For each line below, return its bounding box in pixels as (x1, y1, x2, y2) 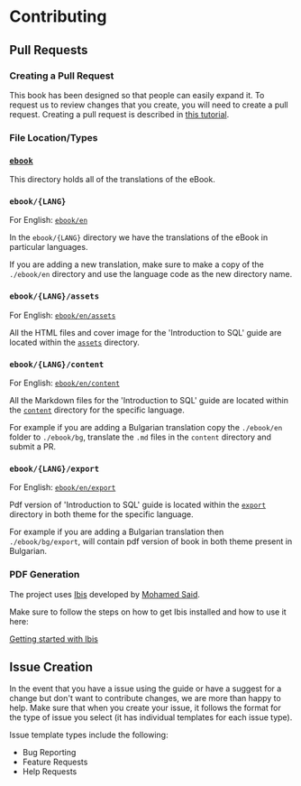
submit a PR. (9, 440, 57, 452)
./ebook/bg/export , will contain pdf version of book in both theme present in (9, 536, 293, 547)
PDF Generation (9, 569, 80, 581)
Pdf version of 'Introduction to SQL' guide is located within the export (9, 499, 267, 511)
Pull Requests (9, 42, 88, 58)
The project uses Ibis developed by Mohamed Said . (9, 588, 201, 599)
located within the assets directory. (9, 337, 140, 347)
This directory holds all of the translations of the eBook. (9, 174, 216, 185)
